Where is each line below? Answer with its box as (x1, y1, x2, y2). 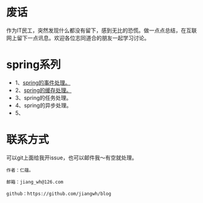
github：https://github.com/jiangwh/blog (6, 190, 111, 197)
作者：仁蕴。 (6, 167, 34, 173)
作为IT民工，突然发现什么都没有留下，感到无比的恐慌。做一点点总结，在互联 (6, 27, 197, 34)
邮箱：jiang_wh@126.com (6, 179, 64, 185)
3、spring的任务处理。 (15, 94, 72, 101)
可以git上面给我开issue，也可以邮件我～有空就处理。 (6, 154, 138, 161)
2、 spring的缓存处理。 (15, 86, 72, 94)
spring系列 (6, 58, 61, 72)
